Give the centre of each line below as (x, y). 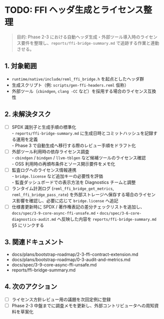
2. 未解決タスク (28, 114)
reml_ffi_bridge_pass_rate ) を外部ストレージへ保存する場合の (75, 194)
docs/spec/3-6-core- (121, 213)
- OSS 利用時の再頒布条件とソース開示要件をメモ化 (64, 164)
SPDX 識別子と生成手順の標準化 (44, 127)
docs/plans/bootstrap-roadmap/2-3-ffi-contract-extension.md (75, 254)
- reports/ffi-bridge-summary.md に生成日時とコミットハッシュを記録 (82, 133)
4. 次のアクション (31, 287)
